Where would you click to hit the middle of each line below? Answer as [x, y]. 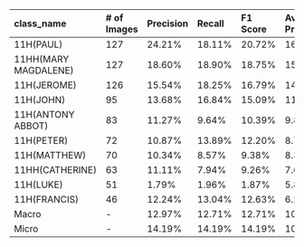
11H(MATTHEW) [50, 155]
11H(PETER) [41, 141]
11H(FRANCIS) [47, 199]
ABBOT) [31, 126]
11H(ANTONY [44, 114]
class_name [40, 24]
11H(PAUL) [38, 44]
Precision [168, 24]
